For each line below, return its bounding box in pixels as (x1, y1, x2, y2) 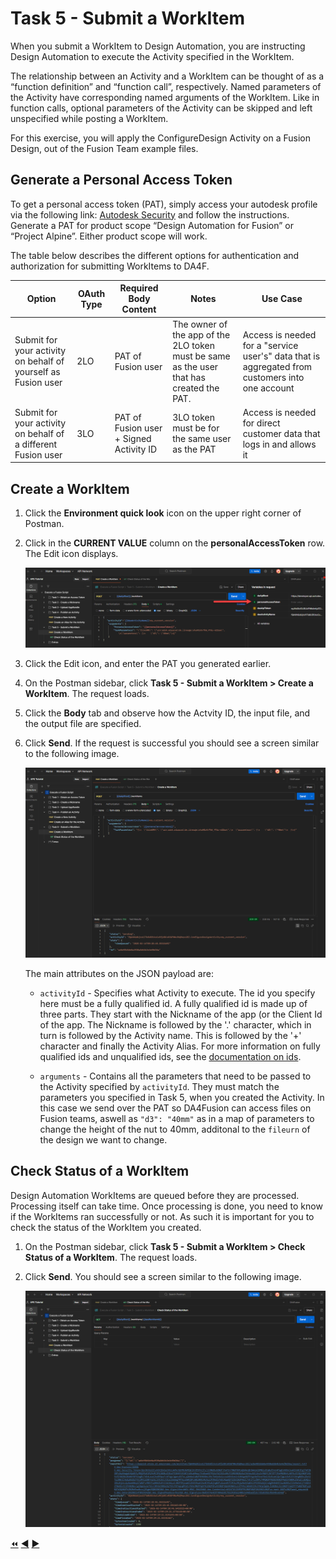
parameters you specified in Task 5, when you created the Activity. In (39, 1091, 325, 1103)
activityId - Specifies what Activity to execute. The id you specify (39, 987, 316, 999)
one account (242, 382, 295, 394)
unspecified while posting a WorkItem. (10, 112, 169, 124)
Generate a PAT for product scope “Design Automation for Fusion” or (10, 219, 294, 231)
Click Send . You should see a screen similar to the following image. (24, 1270, 302, 1282)
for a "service (242, 339, 299, 351)
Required (119, 282, 159, 294)
